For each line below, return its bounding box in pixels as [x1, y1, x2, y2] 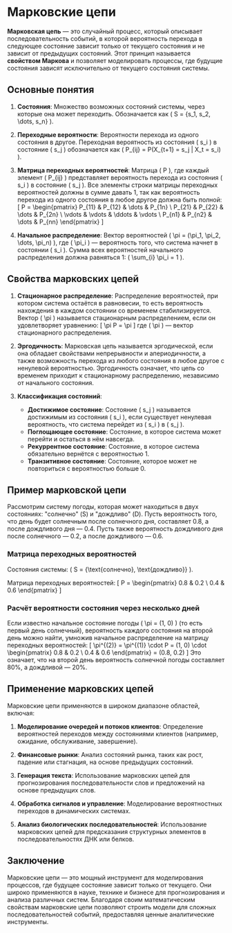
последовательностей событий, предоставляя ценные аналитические [7, 910, 215, 918]
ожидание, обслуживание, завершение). [17, 737, 138, 745]
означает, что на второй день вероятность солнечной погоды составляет [7, 655, 225, 664]
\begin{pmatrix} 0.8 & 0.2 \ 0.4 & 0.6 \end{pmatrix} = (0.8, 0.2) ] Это [7, 648, 202, 657]
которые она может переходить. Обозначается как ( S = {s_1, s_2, [17, 109, 211, 118]
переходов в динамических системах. [17, 806, 131, 815]
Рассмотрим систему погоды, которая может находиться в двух [7, 503, 199, 511]
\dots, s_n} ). [17, 117, 54, 125]
